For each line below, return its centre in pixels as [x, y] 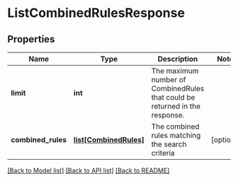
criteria [163, 153]
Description [178, 59]
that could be [173, 97]
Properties [31, 39]
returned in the [176, 106]
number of [169, 80]
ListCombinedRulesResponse [96, 13]
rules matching [176, 135]
